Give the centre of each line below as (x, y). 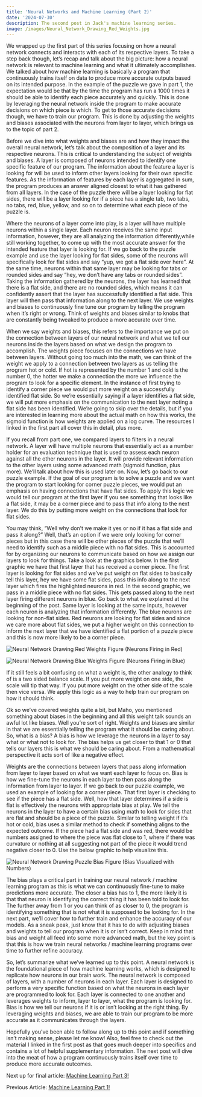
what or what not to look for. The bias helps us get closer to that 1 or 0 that (99, 742)
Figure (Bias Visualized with (140, 862)
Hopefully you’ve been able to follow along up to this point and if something (100, 1032)
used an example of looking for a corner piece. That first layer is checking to (101, 792)
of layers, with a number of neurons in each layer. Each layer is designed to (99, 982)
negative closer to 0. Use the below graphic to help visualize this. (87, 850)
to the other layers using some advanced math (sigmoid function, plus (93, 465)
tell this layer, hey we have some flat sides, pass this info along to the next (98, 580)
